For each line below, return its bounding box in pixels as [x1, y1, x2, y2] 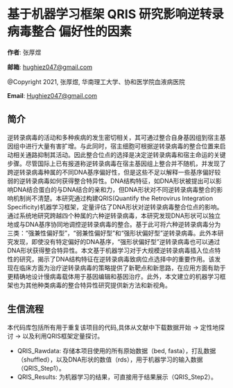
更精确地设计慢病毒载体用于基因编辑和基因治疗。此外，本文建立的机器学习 [7, 272, 220, 280]
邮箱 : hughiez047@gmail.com [7, 63, 92, 71]
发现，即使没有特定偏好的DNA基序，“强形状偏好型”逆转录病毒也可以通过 [12, 237, 221, 245]
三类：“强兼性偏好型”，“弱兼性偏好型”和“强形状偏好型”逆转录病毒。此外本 [7, 229, 218, 237]
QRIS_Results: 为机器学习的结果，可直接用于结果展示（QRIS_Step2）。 [17, 373, 217, 381]
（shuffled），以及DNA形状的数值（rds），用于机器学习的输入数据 [17, 355, 203, 364]
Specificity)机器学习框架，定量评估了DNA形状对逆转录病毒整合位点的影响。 [7, 202, 223, 211]
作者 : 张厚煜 [7, 48, 42, 56]
